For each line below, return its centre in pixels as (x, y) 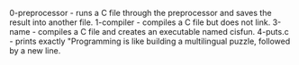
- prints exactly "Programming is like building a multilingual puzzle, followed (150, 41)
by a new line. (35, 51)
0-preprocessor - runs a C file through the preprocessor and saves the (140, 13)
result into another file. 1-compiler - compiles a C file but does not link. (140, 22)
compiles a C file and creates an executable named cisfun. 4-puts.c (163, 32)
